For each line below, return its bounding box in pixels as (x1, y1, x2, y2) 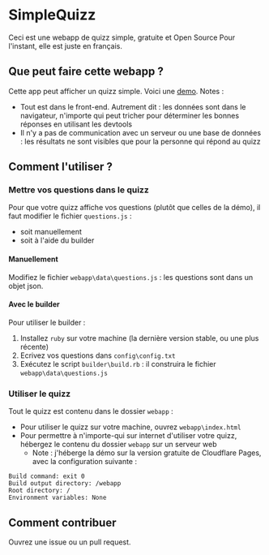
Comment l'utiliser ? (8, 160, 113, 174)
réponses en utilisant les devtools (19, 119, 132, 129)
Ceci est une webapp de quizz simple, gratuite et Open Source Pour (8, 32, 236, 42)
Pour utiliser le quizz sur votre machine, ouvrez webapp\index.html (19, 422, 241, 432)
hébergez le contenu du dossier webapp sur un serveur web (19, 440, 217, 450)
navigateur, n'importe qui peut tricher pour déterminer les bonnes (19, 110, 240, 120)
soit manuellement (19, 227, 83, 237)
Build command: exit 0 (8, 472, 85, 480)
